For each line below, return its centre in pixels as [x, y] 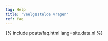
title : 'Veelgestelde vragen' [37, 14]
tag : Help [16, 10]
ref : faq [14, 19]
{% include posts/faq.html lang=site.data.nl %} [54, 33]
